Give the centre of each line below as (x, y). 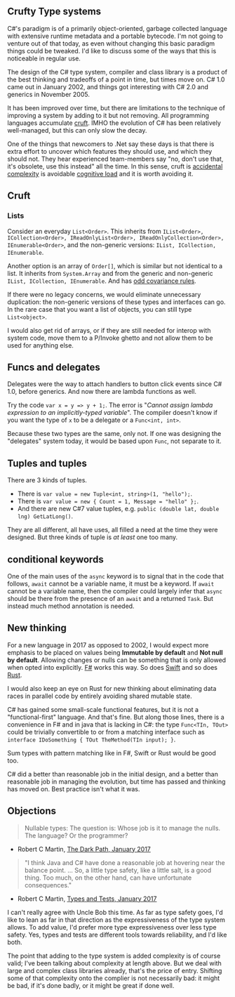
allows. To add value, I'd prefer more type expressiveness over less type (112, 927)
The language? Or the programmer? (76, 836)
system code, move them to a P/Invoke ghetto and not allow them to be (110, 338)
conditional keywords (55, 559)
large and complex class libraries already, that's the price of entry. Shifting (115, 970)
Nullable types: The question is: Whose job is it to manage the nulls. (122, 828)
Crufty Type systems (54, 12)
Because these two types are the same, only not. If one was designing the (114, 434)
